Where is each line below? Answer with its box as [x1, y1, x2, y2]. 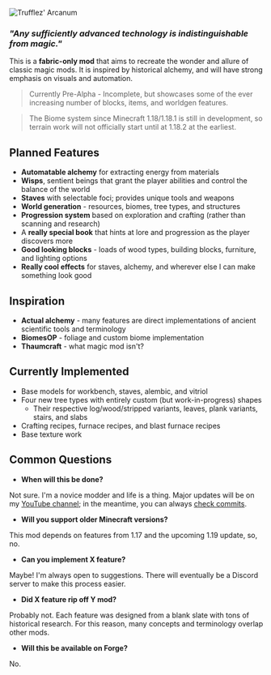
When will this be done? [20, 474, 104, 484]
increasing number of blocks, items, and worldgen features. [28, 98, 229, 108]
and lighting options [20, 254, 87, 263]
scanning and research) [20, 219, 100, 229]
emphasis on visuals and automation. [9, 74, 133, 83]
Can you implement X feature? [20, 554, 126, 564]
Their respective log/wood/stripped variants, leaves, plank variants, [32, 404, 258, 413]
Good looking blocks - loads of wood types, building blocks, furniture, [20, 245, 257, 254]
